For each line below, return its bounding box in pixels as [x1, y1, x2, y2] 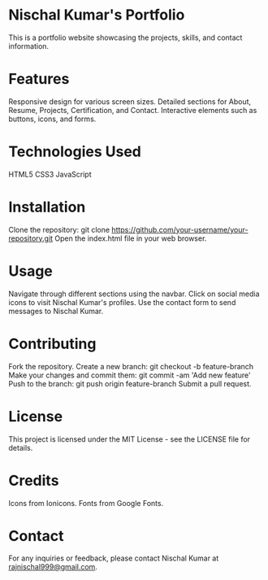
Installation [8, 198, 86, 216]
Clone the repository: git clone [8, 225, 110, 234]
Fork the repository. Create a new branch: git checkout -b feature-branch [8, 361, 254, 371]
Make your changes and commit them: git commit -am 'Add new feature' [8, 370, 251, 380]
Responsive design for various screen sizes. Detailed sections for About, [8, 96, 252, 107]
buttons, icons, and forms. [8, 114, 97, 124]
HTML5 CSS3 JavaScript [8, 169, 92, 179]
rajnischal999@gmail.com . [8, 562, 97, 572]
